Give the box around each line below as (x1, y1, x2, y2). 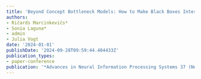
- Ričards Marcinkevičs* (6, 20, 68, 26)
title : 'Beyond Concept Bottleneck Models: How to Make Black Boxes (6, 8, 181, 15)
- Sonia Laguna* (6, 25, 47, 31)
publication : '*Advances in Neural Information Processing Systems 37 (6, 64, 186, 70)
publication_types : (6, 53, 55, 59)
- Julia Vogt (6, 36, 39, 42)
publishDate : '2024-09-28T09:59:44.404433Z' (6, 48, 119, 53)
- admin (6, 31, 26, 37)
